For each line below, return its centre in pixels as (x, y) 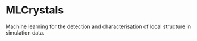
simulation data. (25, 32)
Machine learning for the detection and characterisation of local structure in (98, 26)
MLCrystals (35, 10)
